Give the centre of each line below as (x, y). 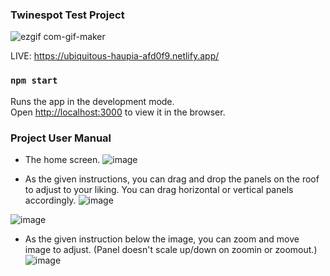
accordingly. (50, 200)
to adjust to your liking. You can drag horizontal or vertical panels (159, 189)
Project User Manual (61, 138)
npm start (34, 81)
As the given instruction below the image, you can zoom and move (162, 239)
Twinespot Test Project (67, 15)
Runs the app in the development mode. (92, 101)
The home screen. (62, 159)
